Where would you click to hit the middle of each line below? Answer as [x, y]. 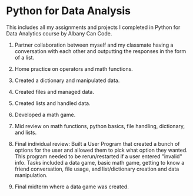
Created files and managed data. [54, 92]
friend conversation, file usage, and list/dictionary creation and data [97, 169]
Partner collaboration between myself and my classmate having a [94, 45]
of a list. [24, 57]
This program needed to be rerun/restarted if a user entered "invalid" [98, 156]
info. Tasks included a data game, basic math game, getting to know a [99, 162]
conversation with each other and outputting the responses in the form [100, 51]
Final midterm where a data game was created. [72, 187]
